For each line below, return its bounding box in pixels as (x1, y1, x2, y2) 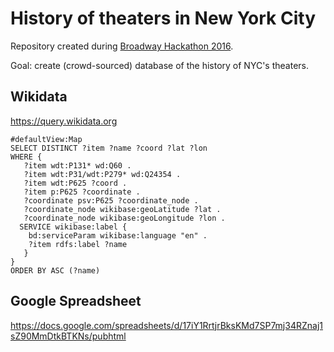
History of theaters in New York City (10, 7, 316, 30)
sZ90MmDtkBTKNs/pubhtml (10, 330, 127, 342)
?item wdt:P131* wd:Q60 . (23, 160, 132, 171)
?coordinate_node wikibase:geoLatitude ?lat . (23, 204, 222, 214)
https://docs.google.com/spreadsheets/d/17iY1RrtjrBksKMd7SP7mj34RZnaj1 (10, 319, 323, 331)
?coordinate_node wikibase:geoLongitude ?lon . (23, 213, 226, 223)
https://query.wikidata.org (10, 115, 118, 127)
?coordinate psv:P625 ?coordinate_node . (23, 195, 199, 206)
